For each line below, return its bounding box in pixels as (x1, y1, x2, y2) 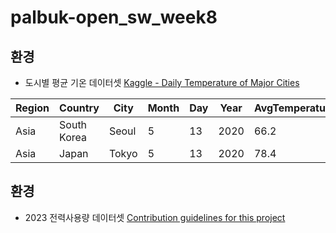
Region (15, 101, 50, 115)
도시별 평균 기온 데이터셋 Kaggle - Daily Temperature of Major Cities (24, 77, 300, 88)
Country (59, 101, 100, 115)
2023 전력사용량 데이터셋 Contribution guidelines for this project (24, 211, 286, 223)
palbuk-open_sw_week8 (10, 6, 218, 29)
